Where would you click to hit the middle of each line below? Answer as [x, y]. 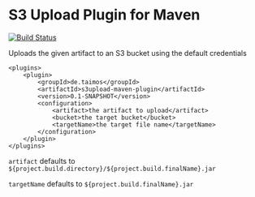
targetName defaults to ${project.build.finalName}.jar [101, 183]
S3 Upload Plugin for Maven [104, 15]
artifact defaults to [42, 161]
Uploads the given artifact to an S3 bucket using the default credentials [128, 53]
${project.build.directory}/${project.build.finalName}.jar [112, 169]
